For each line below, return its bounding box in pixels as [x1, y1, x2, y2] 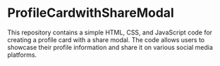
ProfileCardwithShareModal [7, 5, 174, 21]
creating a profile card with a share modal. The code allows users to [7, 35, 205, 44]
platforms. [7, 51, 37, 59]
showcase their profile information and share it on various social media [7, 43, 214, 51]
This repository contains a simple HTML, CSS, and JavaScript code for [7, 28, 213, 37]
